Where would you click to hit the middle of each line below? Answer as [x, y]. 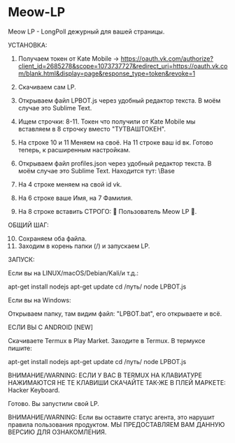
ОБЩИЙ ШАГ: [29, 225]
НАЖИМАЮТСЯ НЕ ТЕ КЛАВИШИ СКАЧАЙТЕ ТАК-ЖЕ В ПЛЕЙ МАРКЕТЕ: [117, 382]
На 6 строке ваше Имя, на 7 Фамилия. [75, 198]
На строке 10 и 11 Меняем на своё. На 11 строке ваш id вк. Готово [115, 142]
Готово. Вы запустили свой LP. [54, 403]
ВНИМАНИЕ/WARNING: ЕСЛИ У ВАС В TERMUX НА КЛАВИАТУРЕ [105, 375]
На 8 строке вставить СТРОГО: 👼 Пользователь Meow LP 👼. [107, 211]
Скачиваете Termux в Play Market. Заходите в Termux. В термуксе [107, 340]
